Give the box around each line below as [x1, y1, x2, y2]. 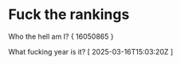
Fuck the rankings [8, 6, 130, 24]
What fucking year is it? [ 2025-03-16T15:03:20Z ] [8, 47, 174, 56]
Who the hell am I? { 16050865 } [8, 32, 114, 41]
